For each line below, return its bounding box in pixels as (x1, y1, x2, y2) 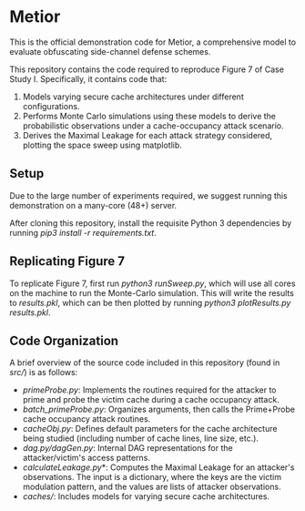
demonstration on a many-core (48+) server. (9, 199, 178, 210)
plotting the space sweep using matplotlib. (22, 139, 182, 150)
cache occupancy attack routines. (22, 414, 151, 424)
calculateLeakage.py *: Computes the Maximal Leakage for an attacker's (22, 462, 295, 473)
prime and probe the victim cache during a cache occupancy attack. (22, 394, 280, 405)
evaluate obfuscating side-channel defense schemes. (9, 46, 211, 56)
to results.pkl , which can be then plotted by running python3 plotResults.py (9, 297, 291, 308)
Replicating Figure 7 (9, 253, 126, 270)
